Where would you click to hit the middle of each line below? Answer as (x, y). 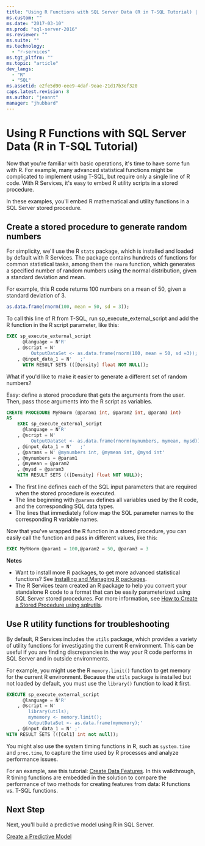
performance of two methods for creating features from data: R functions (98, 784)
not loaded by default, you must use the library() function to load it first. (99, 683)
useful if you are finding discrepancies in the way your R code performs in (99, 652)
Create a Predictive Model (39, 836)
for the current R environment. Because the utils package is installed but (99, 676)
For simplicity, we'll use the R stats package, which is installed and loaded (100, 251)
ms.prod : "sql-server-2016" (42, 29)
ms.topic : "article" (33, 63)
